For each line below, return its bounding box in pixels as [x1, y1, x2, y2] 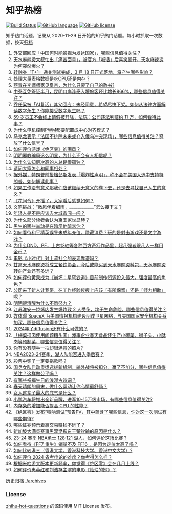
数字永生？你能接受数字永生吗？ [17, 107, 85, 113]
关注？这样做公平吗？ [13, 370, 58, 377]
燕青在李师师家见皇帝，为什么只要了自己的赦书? [13, 82, 115, 88]
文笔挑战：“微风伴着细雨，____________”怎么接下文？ [13, 204, 123, 210]
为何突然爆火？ [13, 63, 45, 69]
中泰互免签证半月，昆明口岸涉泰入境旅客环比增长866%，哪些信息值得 [13, 88, 161, 94]
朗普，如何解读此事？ [13, 178, 58, 184]
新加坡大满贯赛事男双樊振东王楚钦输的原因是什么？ [13, 428, 121, 434]
